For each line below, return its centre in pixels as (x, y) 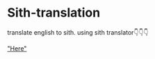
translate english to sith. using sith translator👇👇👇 (78, 32)
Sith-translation (54, 13)
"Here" (17, 48)
